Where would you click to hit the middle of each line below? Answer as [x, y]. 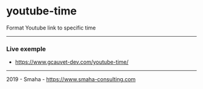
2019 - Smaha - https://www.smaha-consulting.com [71, 79]
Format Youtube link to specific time [51, 28]
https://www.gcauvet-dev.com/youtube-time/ [72, 62]
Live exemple [26, 49]
